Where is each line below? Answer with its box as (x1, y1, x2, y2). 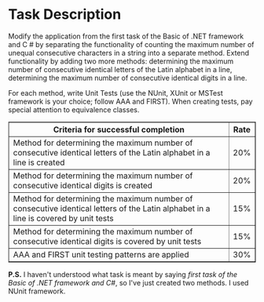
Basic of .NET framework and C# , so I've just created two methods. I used (8, 278, 249, 287)
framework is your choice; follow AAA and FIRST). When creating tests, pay (8, 96, 253, 106)
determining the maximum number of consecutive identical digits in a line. (8, 73, 247, 82)
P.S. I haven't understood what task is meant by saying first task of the (8, 269, 238, 279)
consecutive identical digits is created (13, 180, 153, 191)
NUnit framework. (8, 286, 66, 296)
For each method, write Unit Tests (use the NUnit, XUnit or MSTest (8, 88, 223, 97)
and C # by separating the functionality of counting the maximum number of (8, 39, 255, 49)
